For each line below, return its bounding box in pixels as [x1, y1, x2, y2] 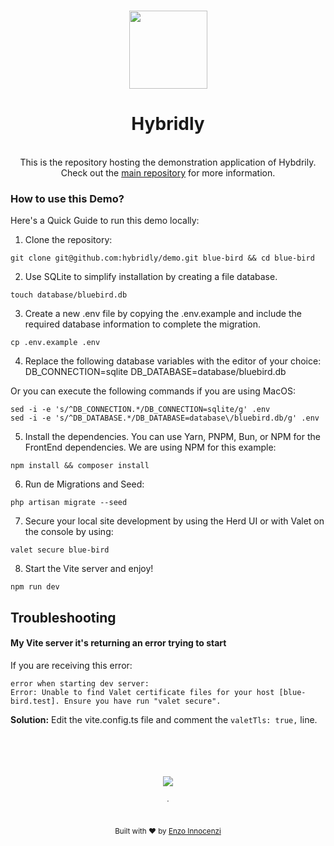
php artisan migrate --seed [10, 498, 128, 508]
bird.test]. [10, 696, 60, 706]
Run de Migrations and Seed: [24, 478, 145, 490]
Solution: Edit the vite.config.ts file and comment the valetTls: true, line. [10, 713, 318, 725]
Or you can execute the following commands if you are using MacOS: [10, 385, 296, 397]
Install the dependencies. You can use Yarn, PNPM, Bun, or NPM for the [24, 431, 321, 443]
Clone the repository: [24, 234, 113, 246]
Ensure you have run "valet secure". [63, 696, 222, 706]
